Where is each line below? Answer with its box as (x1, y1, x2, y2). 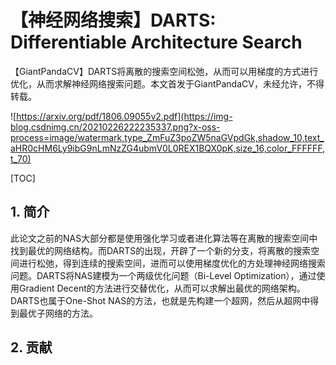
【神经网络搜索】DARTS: (10, 9, 217, 32)
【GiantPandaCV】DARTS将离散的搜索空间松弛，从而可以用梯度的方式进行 (10, 65, 319, 77)
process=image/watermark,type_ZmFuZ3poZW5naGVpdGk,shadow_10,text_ (10, 131, 325, 143)
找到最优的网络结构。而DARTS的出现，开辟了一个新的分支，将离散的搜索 (10, 244, 312, 256)
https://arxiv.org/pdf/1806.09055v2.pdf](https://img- (16, 110, 233, 122)
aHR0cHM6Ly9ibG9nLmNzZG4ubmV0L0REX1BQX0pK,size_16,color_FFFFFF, (10, 142, 326, 154)
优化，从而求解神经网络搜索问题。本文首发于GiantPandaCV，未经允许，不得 (10, 77, 325, 90)
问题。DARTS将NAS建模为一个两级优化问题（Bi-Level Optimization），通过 (10, 269, 317, 281)
